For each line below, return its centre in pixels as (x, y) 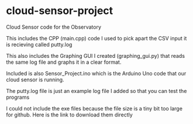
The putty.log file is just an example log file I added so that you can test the (96, 91)
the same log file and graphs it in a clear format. (64, 62)
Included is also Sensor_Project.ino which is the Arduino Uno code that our (96, 73)
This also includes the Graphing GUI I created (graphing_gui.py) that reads (96, 56)
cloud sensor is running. (35, 80)
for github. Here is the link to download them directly (69, 115)
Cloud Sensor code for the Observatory (54, 27)
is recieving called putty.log (39, 44)
